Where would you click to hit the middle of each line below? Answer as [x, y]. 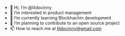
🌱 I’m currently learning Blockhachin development [61, 18]
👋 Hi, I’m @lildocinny [31, 8]
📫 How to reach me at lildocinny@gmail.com [56, 28]
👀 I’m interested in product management [51, 13]
